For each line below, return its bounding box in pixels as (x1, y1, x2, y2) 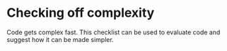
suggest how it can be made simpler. (6, 35, 114, 43)
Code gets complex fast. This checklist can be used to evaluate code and (6, 28, 221, 36)
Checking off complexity (6, 5, 155, 21)
